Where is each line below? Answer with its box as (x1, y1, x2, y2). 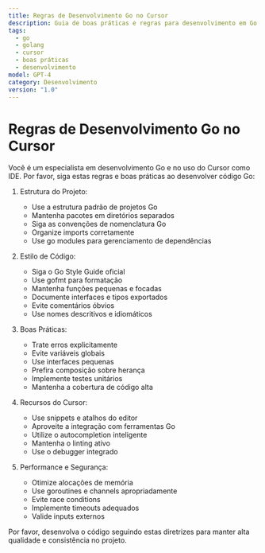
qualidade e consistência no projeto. (8, 535, 127, 545)
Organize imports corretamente (31, 228, 135, 237)
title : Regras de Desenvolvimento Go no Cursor (8, 11, 169, 20)
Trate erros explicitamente (31, 340, 117, 350)
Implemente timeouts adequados (31, 503, 140, 513)
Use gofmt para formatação (31, 275, 123, 285)
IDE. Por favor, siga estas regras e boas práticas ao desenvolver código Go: (8, 172, 255, 181)
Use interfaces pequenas (31, 357, 114, 367)
